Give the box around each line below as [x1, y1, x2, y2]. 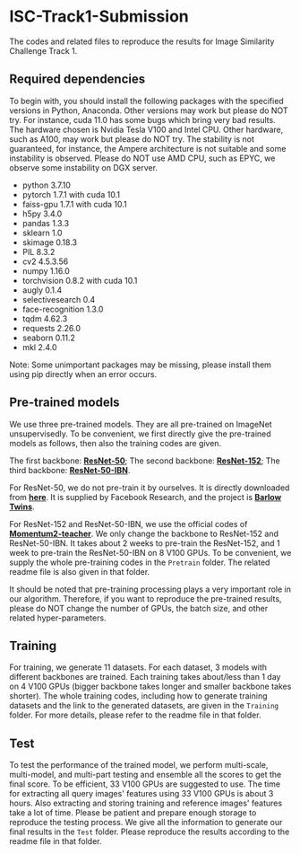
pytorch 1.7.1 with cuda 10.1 [21, 189, 121, 199]
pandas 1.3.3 [21, 217, 70, 228]
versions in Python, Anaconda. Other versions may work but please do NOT [9, 105, 288, 116]
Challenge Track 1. [9, 45, 78, 56]
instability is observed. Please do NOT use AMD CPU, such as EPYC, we [9, 153, 276, 163]
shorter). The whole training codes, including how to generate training [9, 691, 268, 701]
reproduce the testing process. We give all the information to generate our [9, 817, 283, 828]
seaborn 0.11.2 [21, 332, 76, 343]
